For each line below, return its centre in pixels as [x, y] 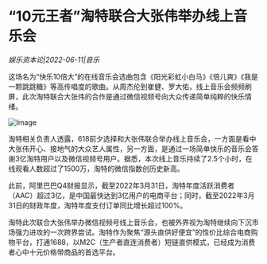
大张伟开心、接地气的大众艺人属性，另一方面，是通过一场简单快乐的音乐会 [130, 149]
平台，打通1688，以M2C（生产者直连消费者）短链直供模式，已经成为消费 [135, 242]
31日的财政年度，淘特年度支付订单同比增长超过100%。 [98, 205]
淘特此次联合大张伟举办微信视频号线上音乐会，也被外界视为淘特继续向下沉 [130, 222]
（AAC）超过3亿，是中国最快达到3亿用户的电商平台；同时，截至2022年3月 [132, 195]
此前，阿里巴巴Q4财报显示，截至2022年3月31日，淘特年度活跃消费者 [122, 185]
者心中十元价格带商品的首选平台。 [64, 252]
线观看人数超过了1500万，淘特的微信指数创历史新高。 [96, 169]
